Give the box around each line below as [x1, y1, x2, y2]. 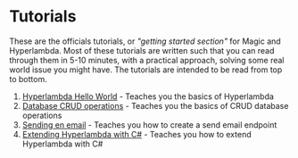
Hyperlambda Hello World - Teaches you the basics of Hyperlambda [21, 91, 275, 102]
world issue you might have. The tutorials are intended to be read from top [9, 64, 283, 75]
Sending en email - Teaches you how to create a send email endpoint [21, 119, 277, 130]
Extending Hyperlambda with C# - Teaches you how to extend [21, 129, 252, 139]
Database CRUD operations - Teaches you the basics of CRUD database [21, 100, 289, 111]
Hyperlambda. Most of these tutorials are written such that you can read [9, 45, 275, 55]
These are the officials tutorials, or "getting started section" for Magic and [9, 36, 281, 46]
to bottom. [9, 73, 47, 84]
